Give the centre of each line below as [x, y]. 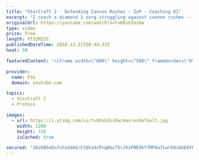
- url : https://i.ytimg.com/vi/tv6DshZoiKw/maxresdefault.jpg [90, 120]
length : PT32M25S [28, 39]
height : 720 [31, 132]
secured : [17, 148]
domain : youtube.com [37, 83]
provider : [18, 72]
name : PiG [23, 77]
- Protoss [23, 104]
